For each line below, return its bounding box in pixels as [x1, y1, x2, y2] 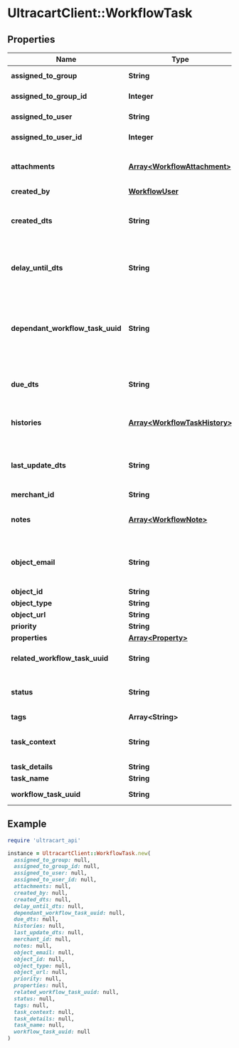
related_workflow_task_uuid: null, [14, 989, 119, 996]
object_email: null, [14, 948, 75, 956]
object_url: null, [14, 969, 69, 976]
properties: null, [14, 982, 69, 990]
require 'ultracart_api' [7, 837, 81, 844]
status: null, [14, 995, 55, 1002]
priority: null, [14, 975, 62, 983]
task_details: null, [14, 1015, 75, 1022]
